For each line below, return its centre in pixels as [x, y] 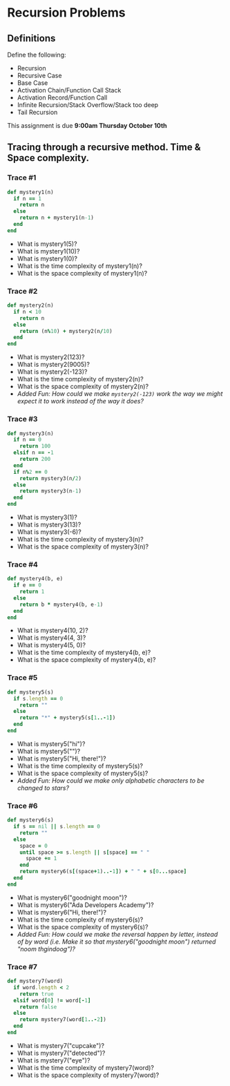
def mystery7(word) [35, 981]
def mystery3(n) [30, 433]
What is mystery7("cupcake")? [61, 1045]
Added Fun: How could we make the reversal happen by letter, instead [117, 934]
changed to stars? [43, 788]
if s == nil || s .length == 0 [57, 827]
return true [37, 994]
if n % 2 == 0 [31, 472]
